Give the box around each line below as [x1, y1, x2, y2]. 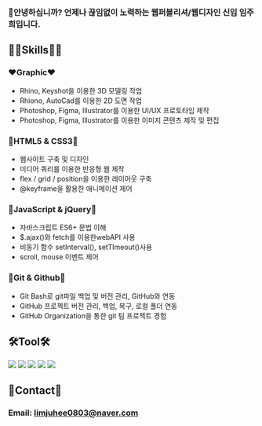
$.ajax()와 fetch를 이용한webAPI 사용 [19, 233, 136, 242]
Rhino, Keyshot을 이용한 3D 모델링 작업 [19, 86, 143, 95]
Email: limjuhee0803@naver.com [8, 407, 139, 418]
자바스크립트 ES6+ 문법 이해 [19, 222, 107, 233]
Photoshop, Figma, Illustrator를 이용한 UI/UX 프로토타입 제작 [19, 105, 209, 115]
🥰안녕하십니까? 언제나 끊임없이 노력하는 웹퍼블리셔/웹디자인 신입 [8, 6, 238, 17]
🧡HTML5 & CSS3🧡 [8, 135, 78, 146]
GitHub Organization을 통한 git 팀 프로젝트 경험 [19, 310, 167, 320]
